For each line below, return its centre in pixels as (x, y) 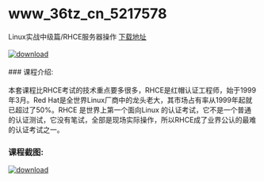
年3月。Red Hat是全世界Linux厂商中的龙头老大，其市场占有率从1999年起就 (130, 100)
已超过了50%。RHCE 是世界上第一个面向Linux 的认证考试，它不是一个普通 (130, 110)
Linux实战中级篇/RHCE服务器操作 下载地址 (77, 36)
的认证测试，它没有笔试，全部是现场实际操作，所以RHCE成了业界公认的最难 (132, 119)
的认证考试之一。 (36, 129)
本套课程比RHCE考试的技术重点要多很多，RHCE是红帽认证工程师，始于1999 (132, 90)
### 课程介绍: (31, 71)
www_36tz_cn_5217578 (88, 14)
